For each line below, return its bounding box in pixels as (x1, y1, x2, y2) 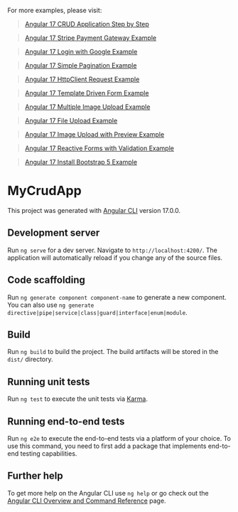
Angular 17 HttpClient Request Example (24, 75, 140, 83)
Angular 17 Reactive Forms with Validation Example (24, 144, 174, 152)
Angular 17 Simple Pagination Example (24, 61, 137, 70)
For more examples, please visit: (7, 6, 102, 14)
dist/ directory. (7, 355, 53, 364)
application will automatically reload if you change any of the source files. (7, 253, 222, 262)
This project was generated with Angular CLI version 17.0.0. (7, 206, 181, 214)
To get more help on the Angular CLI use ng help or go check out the (7, 489, 209, 497)
